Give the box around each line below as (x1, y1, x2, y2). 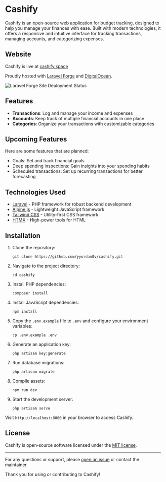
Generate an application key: (12, 342, 71, 347)
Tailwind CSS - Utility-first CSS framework (12, 212, 99, 218)
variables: (12, 323, 33, 329)
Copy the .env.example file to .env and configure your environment (12, 318, 148, 324)
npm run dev (12, 388, 37, 393)
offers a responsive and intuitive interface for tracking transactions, (5, 30, 142, 36)
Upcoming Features (5, 135, 67, 143)
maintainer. (5, 462, 28, 468)
